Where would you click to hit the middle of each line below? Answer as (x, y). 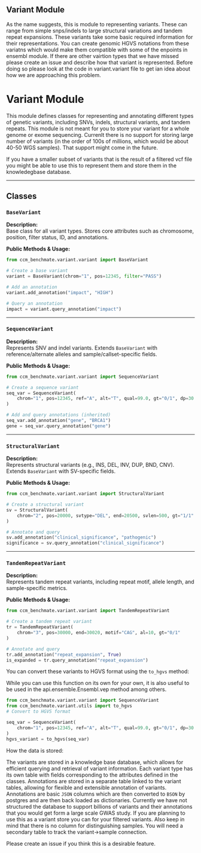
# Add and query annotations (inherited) (59, 415)
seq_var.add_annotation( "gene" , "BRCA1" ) (59, 421)
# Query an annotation (34, 303)
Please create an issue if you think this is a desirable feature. (81, 843)
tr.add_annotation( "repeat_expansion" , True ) (64, 655)
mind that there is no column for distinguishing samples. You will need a (95, 826)
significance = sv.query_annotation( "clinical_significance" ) (85, 543)
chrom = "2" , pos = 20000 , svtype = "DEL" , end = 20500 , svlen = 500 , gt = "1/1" (106, 516)
